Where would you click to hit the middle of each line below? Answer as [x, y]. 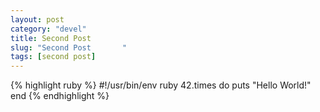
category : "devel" [48, 29]
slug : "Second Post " [69, 47]
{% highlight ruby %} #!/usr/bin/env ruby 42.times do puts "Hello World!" [161, 85]
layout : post [37, 19]
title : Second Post [51, 38]
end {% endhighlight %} [60, 96]
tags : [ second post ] [53, 57]
